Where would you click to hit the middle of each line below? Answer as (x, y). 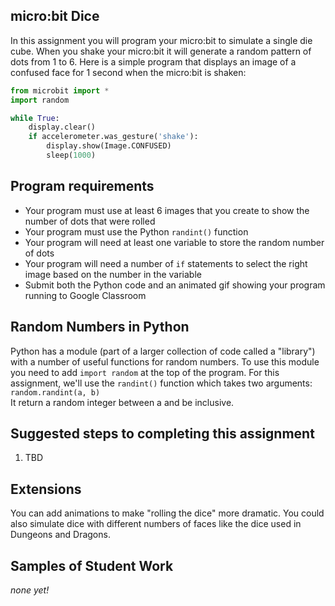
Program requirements (82, 186)
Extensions (46, 489)
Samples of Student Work (92, 565)
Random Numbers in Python (100, 327)
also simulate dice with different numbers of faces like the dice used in (156, 524)
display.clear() (62, 127)
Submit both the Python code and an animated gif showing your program (175, 285)
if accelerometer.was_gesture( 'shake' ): (113, 137)
